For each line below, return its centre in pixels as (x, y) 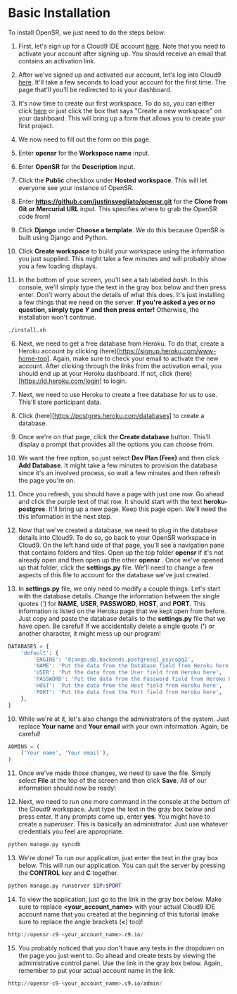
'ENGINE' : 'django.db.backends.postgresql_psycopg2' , (114, 660)
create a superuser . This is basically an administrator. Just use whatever (123, 824)
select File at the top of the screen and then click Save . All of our (112, 781)
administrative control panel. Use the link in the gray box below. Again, (120, 963)
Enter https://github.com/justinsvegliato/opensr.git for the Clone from (123, 201)
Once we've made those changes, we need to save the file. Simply (115, 773)
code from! (34, 216)
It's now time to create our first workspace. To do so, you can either (116, 103)
